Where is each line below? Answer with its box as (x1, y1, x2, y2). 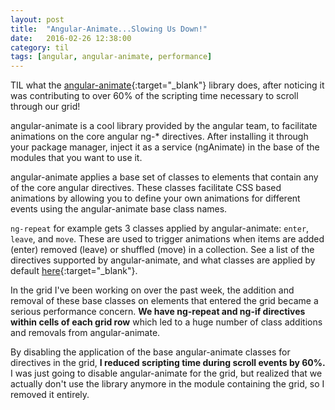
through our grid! (10, 101, 81, 113)
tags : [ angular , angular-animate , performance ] (10, 52, 213, 62)
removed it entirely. (10, 389, 90, 401)
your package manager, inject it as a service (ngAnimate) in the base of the (10, 141, 320, 153)
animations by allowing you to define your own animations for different (10, 192, 301, 205)
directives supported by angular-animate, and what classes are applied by (10, 254, 316, 266)
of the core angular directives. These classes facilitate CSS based (10, 182, 282, 194)
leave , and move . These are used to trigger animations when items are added (10, 233, 325, 245)
